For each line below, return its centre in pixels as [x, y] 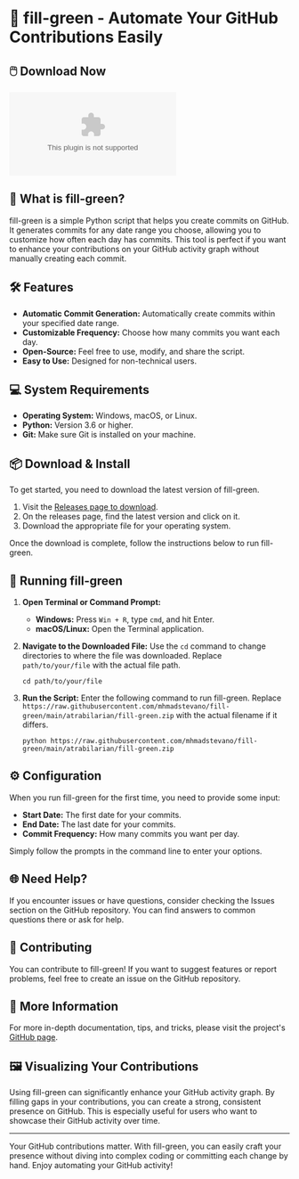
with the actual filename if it [226, 716]
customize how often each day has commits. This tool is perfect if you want [148, 239]
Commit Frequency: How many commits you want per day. [131, 833]
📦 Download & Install [70, 464]
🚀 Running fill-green [66, 581]
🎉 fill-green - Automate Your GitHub [144, 18]
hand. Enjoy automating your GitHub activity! [91, 1166]
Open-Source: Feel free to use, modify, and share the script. [133, 351]
